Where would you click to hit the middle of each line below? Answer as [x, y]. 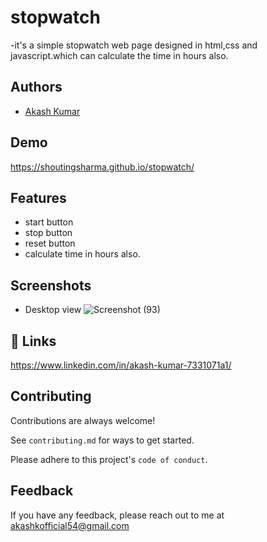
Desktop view [53, 310]
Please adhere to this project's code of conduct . [109, 459]
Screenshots [51, 285]
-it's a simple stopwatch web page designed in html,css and [134, 45]
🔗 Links [33, 341]
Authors [36, 87]
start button [49, 222]
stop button [48, 233]
